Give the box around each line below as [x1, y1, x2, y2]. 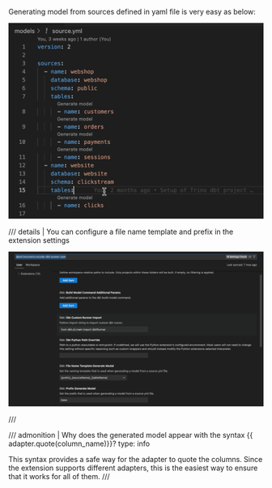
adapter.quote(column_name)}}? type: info [8, 439, 151, 448]
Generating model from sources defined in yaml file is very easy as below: [8, 7, 257, 16]
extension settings [8, 235, 70, 245]
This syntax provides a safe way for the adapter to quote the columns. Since [8, 455, 263, 465]
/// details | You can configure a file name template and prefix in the [8, 227, 234, 236]
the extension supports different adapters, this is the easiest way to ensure [8, 463, 258, 473]
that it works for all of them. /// [8, 472, 111, 482]
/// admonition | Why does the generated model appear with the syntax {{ [8, 431, 253, 440]
